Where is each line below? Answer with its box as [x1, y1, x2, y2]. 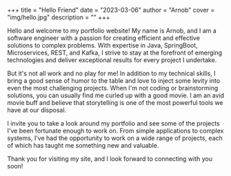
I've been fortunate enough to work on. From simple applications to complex [7, 127, 224, 135]
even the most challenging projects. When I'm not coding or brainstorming [7, 84, 219, 92]
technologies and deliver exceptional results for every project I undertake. [7, 56, 217, 64]
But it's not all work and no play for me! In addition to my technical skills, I [7, 69, 216, 77]
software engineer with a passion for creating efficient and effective [7, 34, 200, 42]
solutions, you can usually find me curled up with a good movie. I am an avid [7, 91, 225, 99]
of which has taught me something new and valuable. [7, 141, 159, 149]
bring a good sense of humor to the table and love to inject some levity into [7, 77, 221, 85]
